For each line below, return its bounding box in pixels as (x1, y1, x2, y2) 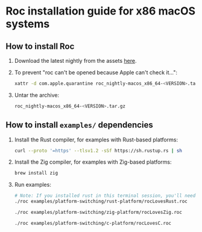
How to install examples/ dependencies (5, 120, 153, 130)
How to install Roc (5, 41, 75, 51)
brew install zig (14, 170, 58, 176)
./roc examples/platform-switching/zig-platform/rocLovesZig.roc (14, 210, 182, 216)
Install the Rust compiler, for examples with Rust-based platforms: (14, 136, 178, 143)
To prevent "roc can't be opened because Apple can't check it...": (14, 69, 178, 76)
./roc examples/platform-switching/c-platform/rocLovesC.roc (14, 220, 172, 226)
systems (5, 17, 50, 31)
